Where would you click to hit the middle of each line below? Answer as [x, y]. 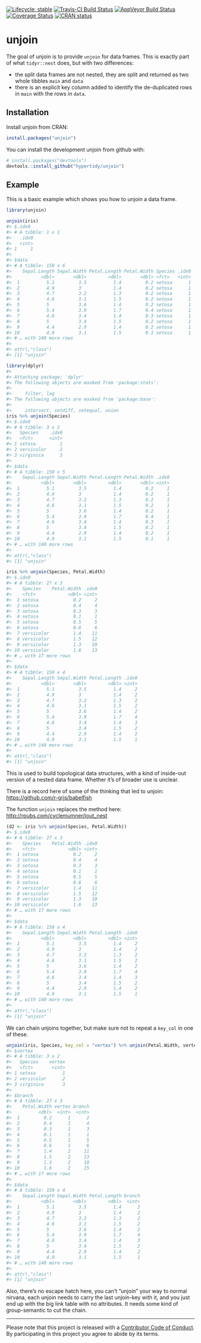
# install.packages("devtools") [46, 160]
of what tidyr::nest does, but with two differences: [70, 62]
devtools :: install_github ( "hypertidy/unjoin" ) [65, 166]
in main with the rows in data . [50, 94]
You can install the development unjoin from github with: [76, 149]
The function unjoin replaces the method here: [64, 809]
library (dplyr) [25, 366]
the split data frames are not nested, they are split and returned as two [102, 74]
